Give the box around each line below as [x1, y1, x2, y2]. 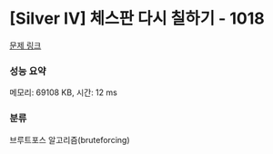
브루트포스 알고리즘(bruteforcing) [9, 134, 130, 145]
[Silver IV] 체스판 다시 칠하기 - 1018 [9, 8, 266, 29]
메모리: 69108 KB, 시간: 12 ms [9, 87, 118, 98]
